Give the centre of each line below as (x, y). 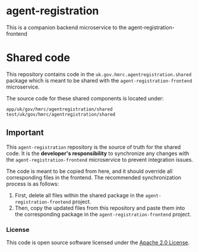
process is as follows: (33, 184)
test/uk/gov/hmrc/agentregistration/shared (61, 114)
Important (25, 133)
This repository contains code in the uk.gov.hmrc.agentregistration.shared (99, 74)
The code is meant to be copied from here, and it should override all (89, 171)
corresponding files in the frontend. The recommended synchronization (94, 177)
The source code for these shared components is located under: (85, 98)
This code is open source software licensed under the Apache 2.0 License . (98, 242)
